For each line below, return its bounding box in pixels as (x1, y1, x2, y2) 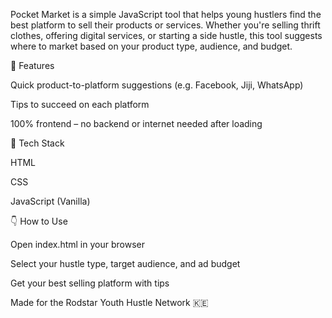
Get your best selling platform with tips (10, 277, 170, 289)
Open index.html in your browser (10, 239, 145, 250)
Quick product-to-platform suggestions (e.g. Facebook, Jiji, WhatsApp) (10, 79, 304, 91)
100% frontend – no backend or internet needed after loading (10, 118, 263, 129)
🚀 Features (10, 60, 55, 71)
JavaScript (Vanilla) (10, 195, 91, 207)
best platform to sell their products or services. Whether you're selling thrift (10, 19, 321, 31)
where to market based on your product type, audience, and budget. (10, 40, 293, 52)
